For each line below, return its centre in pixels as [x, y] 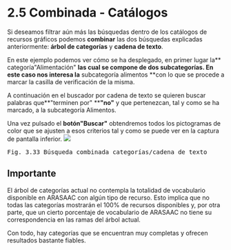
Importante [32, 174]
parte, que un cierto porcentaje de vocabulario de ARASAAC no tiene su [110, 212]
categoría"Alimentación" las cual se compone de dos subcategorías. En [110, 67]
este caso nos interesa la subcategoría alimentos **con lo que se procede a [116, 75]
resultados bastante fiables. [47, 240]
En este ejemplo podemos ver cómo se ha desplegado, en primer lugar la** [114, 59]
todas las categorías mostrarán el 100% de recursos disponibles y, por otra [114, 204]
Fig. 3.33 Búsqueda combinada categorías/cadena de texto [107, 152]
